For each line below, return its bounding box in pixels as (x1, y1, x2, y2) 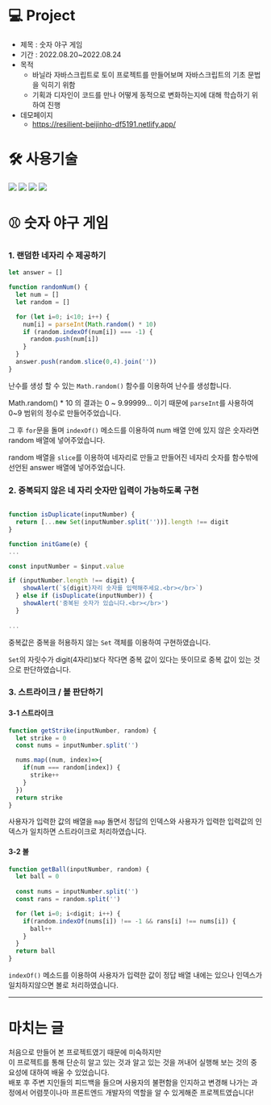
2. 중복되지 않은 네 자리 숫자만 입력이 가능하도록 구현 (8, 485, 199, 496)
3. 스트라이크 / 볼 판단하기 (8, 686, 103, 698)
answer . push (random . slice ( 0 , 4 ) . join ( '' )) (15, 358, 157, 366)
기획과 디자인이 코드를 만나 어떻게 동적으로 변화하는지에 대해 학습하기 (31, 90, 250, 99)
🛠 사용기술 (8, 150, 78, 169)
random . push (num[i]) (29, 336, 99, 344)
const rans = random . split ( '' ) (15, 895, 121, 903)
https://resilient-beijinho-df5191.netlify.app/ (31, 119, 176, 129)
